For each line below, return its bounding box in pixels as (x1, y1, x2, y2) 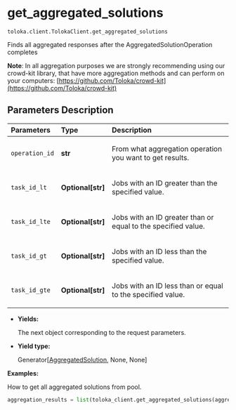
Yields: (17, 315, 39, 323)
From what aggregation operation (112, 144, 223, 154)
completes (7, 48, 38, 56)
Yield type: (17, 342, 51, 350)
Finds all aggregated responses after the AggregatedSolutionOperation (7, 40, 213, 48)
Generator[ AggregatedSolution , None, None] (17, 355, 147, 364)
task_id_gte (11, 286, 51, 294)
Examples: (7, 369, 39, 377)
